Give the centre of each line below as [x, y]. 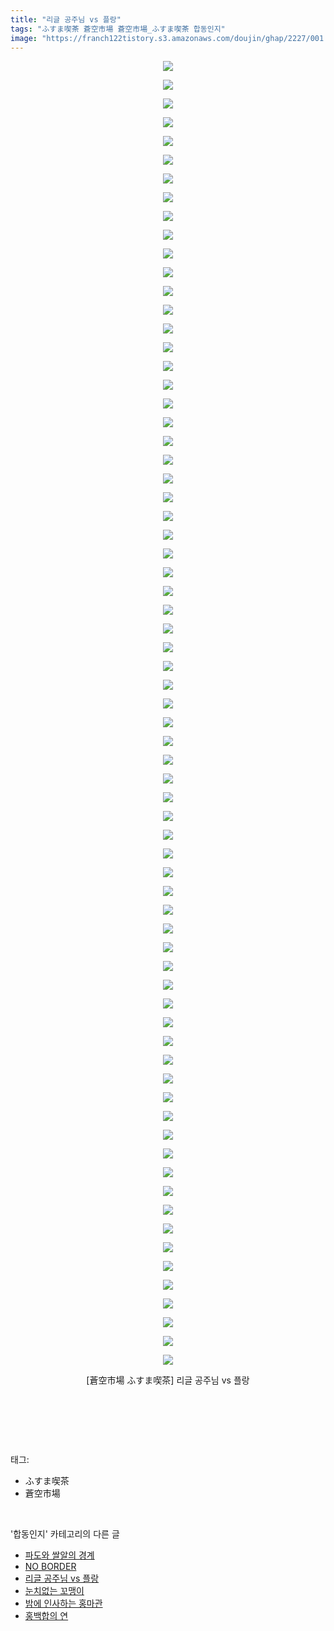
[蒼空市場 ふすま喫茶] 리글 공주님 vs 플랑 [168, 1380]
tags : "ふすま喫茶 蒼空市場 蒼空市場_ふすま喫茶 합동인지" [118, 29]
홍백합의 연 [46, 1616]
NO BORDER [50, 1567]
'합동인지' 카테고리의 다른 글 [65, 1534]
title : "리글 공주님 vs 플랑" [66, 19]
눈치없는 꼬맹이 [54, 1591]
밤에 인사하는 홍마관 [63, 1603]
